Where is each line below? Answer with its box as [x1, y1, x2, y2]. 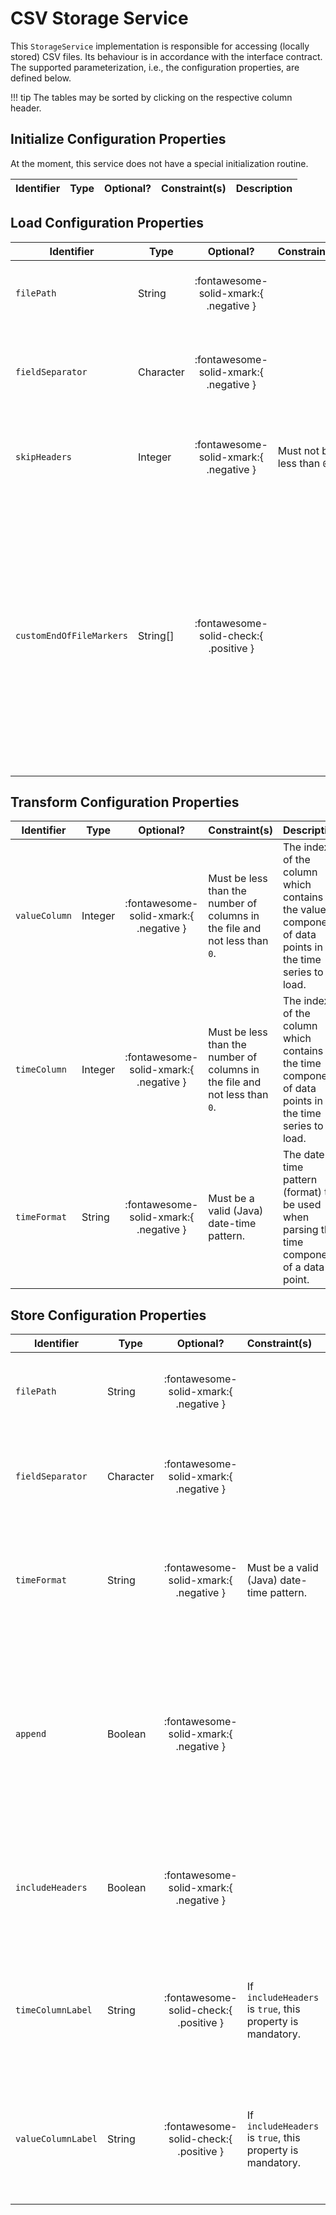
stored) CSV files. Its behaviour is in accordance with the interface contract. [10, 50, 323, 62]
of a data [282, 1260, 325, 1274]
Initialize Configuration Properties [10, 131, 227, 148]
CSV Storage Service [10, 7, 189, 30]
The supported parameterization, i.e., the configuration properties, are [10, 61, 300, 73]
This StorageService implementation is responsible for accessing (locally [10, 40, 310, 52]
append [15, 1728, 47, 1740]
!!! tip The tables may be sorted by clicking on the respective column [10, 91, 293, 103]
